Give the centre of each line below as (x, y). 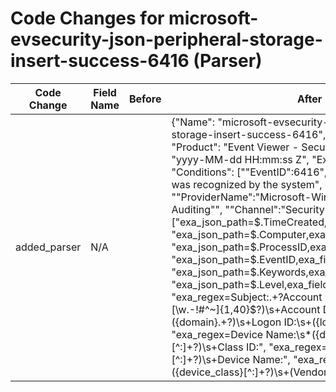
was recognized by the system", (247, 184)
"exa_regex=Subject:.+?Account (247, 297)
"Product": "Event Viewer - (235, 147)
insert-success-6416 (100, 61)
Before (145, 99)
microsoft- (213, 18)
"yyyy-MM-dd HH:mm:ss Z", (240, 159)
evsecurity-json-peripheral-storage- (166, 39)
